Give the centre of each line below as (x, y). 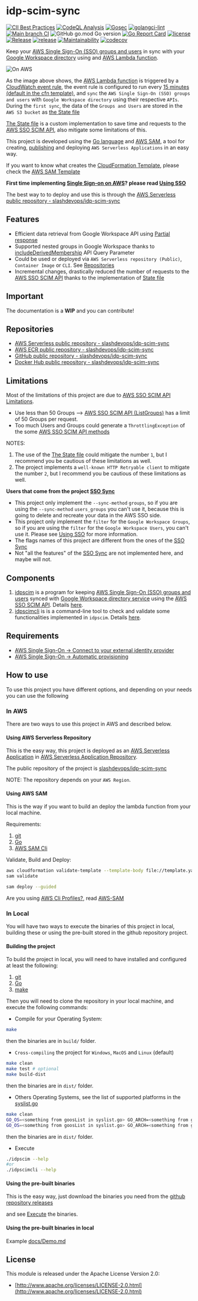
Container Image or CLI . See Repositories (65, 265)
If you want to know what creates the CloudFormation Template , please (93, 165)
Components (30, 578)
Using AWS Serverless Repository (49, 738)
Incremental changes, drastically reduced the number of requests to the (102, 271)
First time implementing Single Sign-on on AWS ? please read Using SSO (96, 183)
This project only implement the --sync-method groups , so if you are (96, 503)
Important (25, 296)
